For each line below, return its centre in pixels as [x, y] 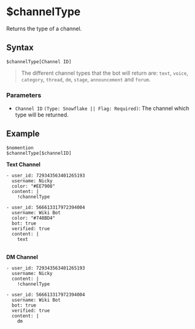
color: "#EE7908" [34, 186]
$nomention [20, 148]
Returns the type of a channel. [44, 29]
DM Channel [22, 257]
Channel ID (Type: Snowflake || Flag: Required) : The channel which [102, 109]
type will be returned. [42, 115]
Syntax [20, 48]
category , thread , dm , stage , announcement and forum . [86, 79]
